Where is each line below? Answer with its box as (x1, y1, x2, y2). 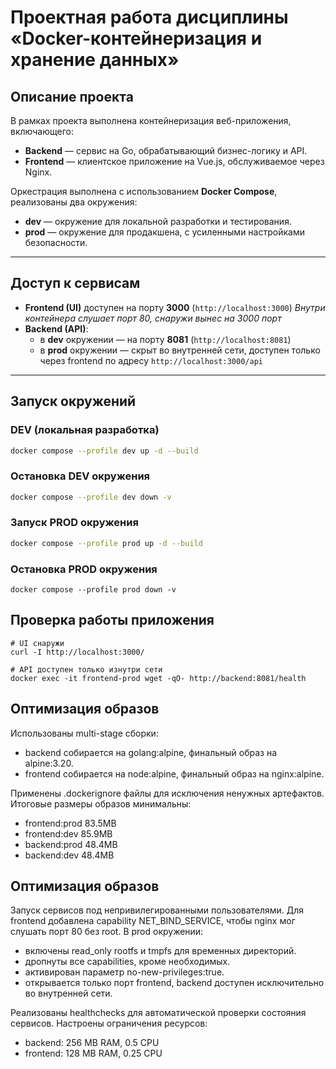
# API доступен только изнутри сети (10, 664, 163, 675)
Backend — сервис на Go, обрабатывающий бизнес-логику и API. (24, 145, 308, 156)
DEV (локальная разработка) (10, 423, 160, 437)
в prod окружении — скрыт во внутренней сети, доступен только (39, 344, 321, 356)
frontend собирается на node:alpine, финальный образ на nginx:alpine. (24, 767, 325, 780)
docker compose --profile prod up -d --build (10, 538, 203, 548)
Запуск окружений (10, 393, 137, 410)
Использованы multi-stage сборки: (10, 727, 159, 739)
